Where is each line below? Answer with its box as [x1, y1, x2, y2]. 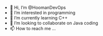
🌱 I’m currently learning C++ [9, 15, 68, 20]
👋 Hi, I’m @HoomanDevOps [9, 5, 66, 10]
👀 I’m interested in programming [9, 10, 76, 16]
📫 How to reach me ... [9, 26, 56, 31]
